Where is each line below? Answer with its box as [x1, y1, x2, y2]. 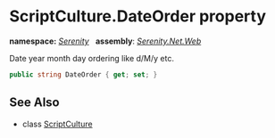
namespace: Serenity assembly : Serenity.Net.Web [9, 36, 202, 46]
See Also [9, 95, 60, 110]
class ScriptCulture [21, 118, 93, 129]
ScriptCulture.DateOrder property [9, 6, 266, 27]
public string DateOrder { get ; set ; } [9, 69, 158, 79]
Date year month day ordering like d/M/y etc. [9, 53, 174, 63]
